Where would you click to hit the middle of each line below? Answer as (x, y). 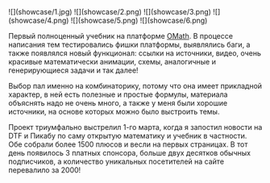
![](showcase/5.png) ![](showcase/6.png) (139, 20)
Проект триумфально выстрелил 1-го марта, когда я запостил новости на (135, 127)
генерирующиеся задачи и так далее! (73, 70)
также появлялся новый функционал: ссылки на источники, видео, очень (135, 53)
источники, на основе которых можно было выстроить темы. (114, 112)
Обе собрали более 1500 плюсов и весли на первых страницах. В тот (128, 144)
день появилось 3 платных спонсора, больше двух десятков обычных (130, 153)
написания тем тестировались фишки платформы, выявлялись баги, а (129, 44)
